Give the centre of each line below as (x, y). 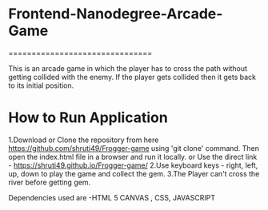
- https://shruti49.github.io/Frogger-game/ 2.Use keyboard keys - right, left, (133, 165)
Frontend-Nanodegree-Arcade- (116, 14)
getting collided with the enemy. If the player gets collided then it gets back (132, 77)
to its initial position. (41, 85)
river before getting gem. (49, 182)
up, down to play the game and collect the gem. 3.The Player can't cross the (134, 173)
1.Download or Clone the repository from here (84, 140)
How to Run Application (88, 118)
